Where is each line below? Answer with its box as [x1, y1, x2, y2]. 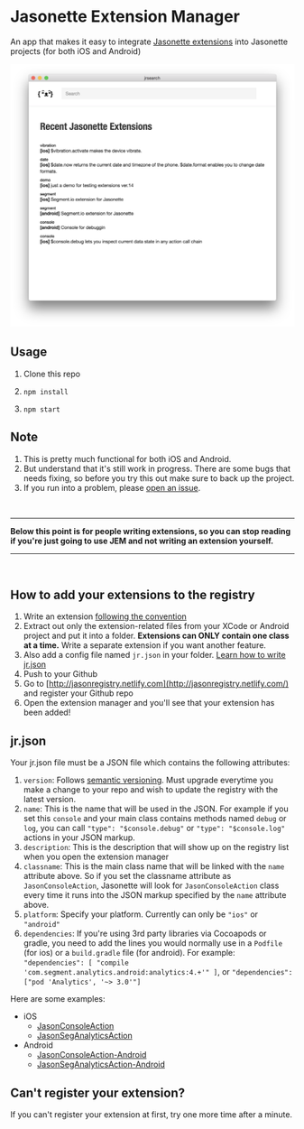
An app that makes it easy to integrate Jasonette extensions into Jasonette [10, 36, 288, 47]
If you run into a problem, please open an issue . [23, 482, 201, 493]
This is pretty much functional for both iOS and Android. [23, 453, 232, 464]
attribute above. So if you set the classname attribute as [23, 871, 232, 882]
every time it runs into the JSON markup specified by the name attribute [23, 890, 287, 901]
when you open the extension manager [23, 851, 170, 863]
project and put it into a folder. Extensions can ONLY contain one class [23, 630, 290, 642]
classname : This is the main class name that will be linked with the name [23, 861, 285, 872]
